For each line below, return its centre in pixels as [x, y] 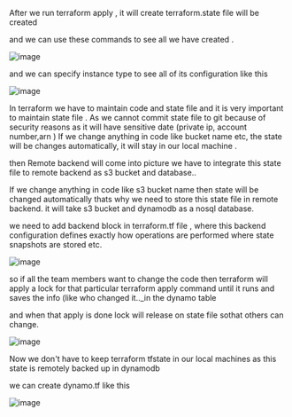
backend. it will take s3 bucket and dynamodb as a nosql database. [132, 208]
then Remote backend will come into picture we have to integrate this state [145, 163]
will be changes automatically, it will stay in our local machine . [123, 146]
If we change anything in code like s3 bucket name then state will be [134, 189]
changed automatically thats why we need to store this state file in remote [144, 199]
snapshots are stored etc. [56, 244]
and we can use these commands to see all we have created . [122, 39]
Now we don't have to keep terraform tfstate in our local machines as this [143, 359]
